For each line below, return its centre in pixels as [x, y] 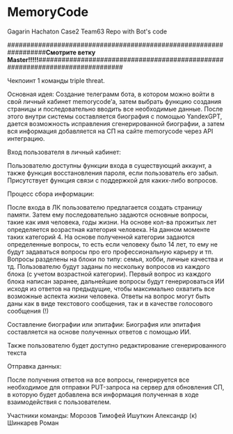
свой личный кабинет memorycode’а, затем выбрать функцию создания [114, 101]
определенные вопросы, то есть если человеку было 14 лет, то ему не [112, 244]
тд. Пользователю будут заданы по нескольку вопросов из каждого [109, 266]
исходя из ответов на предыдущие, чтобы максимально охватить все [111, 288]
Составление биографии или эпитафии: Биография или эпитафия [104, 324]
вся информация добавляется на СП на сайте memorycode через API [110, 131]
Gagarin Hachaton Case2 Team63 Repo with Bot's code [87, 31]
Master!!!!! [23, 59]
